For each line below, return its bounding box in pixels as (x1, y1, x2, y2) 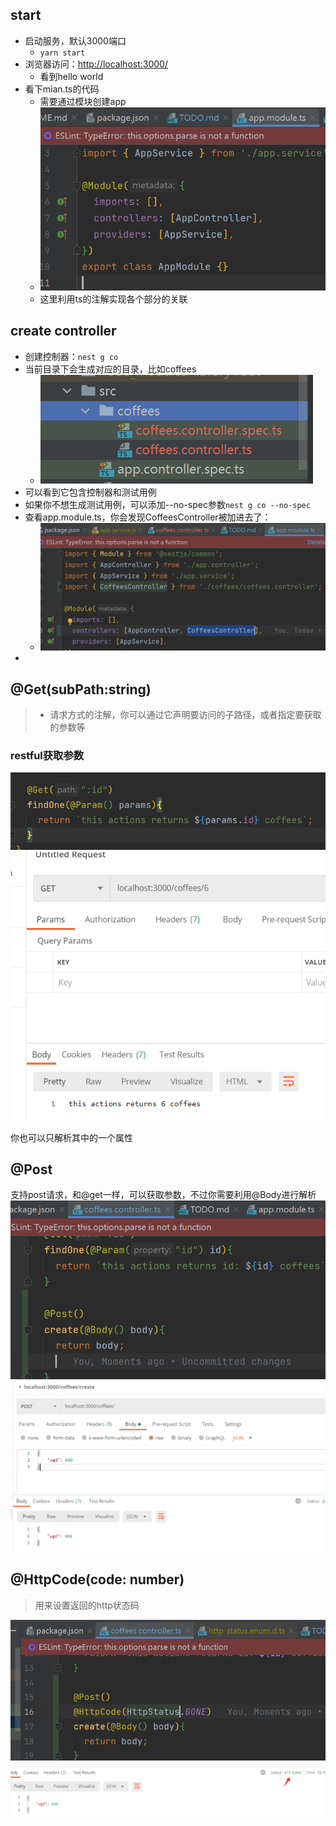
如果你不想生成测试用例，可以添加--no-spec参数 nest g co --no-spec (24, 498, 311, 510)
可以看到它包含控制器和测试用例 (24, 486, 157, 498)
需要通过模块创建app (39, 95, 127, 107)
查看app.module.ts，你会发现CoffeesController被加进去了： (24, 511, 272, 523)
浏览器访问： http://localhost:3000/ (24, 58, 168, 70)
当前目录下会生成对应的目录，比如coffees (24, 363, 197, 375)
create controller (10, 323, 117, 340)
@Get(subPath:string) (10, 681, 152, 698)
